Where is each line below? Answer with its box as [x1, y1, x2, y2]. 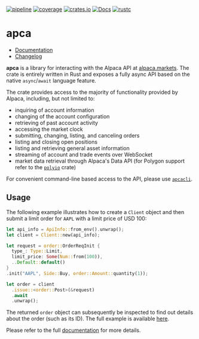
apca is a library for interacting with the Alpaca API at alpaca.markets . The [6, 64, 189, 71]
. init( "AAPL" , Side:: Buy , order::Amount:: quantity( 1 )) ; [6, 270, 148, 276]
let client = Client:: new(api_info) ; [6, 232, 100, 238]
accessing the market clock [14, 126, 83, 133]
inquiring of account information [14, 106, 94, 114]
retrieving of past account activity [14, 119, 99, 126]
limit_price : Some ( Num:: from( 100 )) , [11, 254, 103, 260]
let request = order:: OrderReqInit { [6, 243, 100, 249]
